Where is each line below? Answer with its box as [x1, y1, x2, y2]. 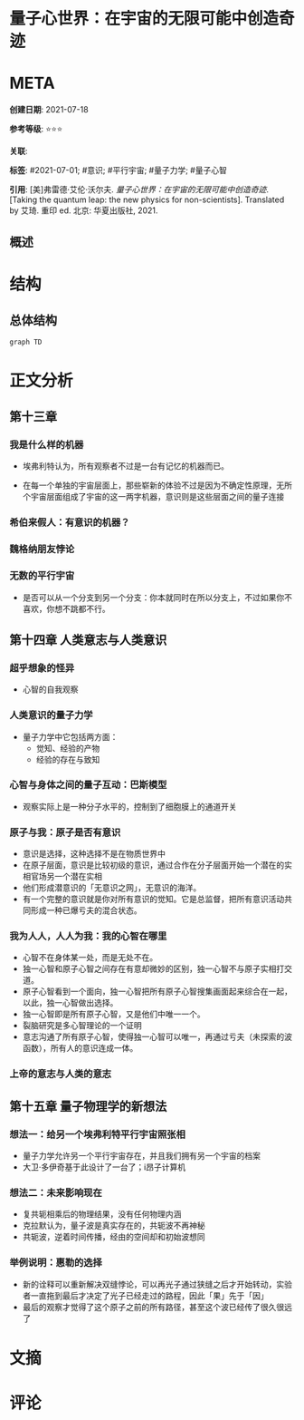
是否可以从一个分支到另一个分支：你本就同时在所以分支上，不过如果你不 [22, 591, 292, 603]
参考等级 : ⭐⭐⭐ [9, 123, 63, 134]
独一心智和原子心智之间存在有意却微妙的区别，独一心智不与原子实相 [22, 963, 277, 975]
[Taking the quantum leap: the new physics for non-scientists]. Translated [9, 194, 285, 205]
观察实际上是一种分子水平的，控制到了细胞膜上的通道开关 [22, 801, 237, 812]
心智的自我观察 [22, 684, 79, 695]
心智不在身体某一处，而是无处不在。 [22, 952, 158, 963]
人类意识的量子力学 [9, 709, 93, 722]
